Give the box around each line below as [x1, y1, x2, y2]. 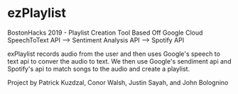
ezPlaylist [7, 5, 66, 21]
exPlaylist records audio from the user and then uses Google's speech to [7, 49, 220, 58]
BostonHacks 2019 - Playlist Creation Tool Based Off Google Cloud [7, 28, 203, 37]
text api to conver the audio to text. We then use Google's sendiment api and [7, 57, 232, 65]
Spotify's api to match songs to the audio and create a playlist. [7, 64, 190, 73]
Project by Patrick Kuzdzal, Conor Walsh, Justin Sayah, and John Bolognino [7, 78, 229, 86]
